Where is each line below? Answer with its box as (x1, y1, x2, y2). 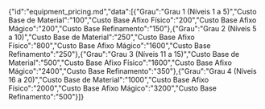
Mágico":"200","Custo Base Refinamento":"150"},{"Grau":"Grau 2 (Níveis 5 (8, 24, 257, 33)
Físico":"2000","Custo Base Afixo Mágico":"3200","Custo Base (8, 83, 217, 93)
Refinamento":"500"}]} (8, 92, 85, 101)
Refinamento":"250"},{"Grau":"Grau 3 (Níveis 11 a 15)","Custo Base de (8, 50, 240, 59)
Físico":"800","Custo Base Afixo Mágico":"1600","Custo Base (8, 41, 211, 50)
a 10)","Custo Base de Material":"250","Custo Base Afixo (8, 32, 195, 42)
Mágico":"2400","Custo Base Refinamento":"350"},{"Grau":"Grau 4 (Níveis (8, 67, 257, 75)
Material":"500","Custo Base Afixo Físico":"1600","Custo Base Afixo (8, 58, 232, 67)
